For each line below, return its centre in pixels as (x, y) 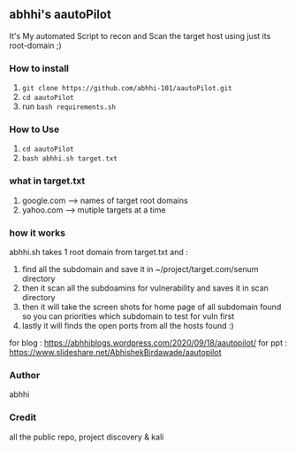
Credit (23, 417)
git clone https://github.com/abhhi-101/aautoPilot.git (127, 89)
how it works (38, 232)
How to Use (34, 129)
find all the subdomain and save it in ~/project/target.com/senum (140, 269)
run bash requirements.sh (69, 106)
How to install (39, 68)
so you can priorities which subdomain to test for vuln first (128, 316)
